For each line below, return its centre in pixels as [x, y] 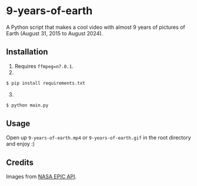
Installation [27, 52]
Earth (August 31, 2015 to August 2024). [55, 33]
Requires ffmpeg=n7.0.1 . [44, 66]
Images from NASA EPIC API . [41, 177]
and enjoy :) [21, 144]
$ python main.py [27, 105]
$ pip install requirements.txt [46, 83]
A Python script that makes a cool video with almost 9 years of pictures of [96, 27]
